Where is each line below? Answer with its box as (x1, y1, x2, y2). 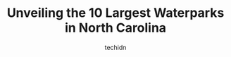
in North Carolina (64, 20, 167, 36)
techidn (104, 43, 127, 51)
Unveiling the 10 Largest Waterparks (6, 5, 225, 21)
